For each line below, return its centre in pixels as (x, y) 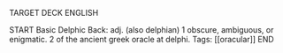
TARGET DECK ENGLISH (54, 13)
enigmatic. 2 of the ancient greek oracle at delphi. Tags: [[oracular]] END (141, 39)
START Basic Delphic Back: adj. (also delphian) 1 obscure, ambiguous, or (141, 30)
